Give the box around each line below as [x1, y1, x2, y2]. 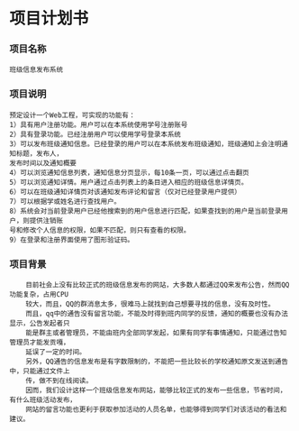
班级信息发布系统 [9, 65, 64, 75]
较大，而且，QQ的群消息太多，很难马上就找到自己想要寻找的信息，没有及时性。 [25, 299, 276, 309]
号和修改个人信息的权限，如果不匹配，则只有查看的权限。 [9, 225, 191, 234]
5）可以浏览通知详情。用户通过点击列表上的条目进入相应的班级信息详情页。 [9, 178, 249, 187]
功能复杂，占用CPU [9, 290, 69, 299]
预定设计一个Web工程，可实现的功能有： [9, 110, 136, 120]
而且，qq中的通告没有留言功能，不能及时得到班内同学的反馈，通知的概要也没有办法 [25, 309, 288, 318]
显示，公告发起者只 [9, 319, 70, 328]
